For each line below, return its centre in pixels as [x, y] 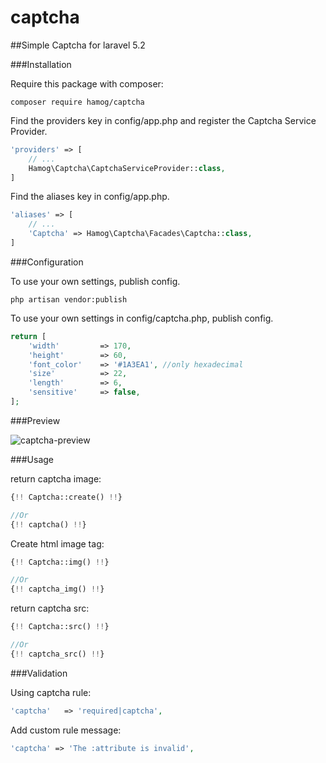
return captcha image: [56, 478]
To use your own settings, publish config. [95, 281]
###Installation [41, 64]
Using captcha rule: [51, 692]
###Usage [32, 459]
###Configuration [47, 262]
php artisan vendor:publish [69, 299]
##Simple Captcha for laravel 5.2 [78, 45]
